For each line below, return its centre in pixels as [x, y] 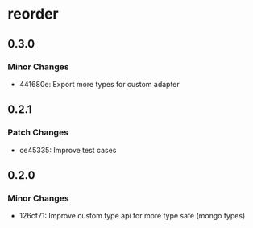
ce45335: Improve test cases [68, 150]
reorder [33, 14]
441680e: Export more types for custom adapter [100, 84]
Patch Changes [38, 132]
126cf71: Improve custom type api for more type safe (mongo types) [132, 216]
